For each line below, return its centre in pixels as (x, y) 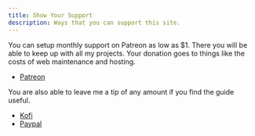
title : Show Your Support (50, 15)
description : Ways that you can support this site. (94, 23)
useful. (19, 100)
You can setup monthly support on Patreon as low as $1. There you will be (128, 45)
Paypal (31, 123)
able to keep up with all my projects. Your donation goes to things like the (127, 53)
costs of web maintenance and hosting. (72, 61)
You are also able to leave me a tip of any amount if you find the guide (121, 91)
